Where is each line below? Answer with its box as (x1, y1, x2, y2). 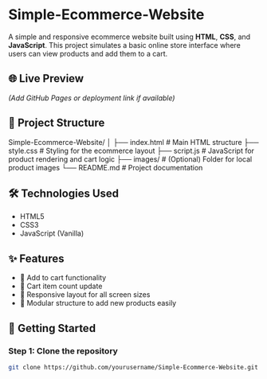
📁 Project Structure (8, 116, 105, 130)
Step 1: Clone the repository (8, 345, 118, 356)
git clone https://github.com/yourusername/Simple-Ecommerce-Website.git (8, 363, 259, 371)
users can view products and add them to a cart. (8, 49, 168, 58)
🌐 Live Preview (8, 72, 84, 85)
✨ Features (8, 252, 65, 265)
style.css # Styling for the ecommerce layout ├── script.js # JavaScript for (8, 146, 255, 155)
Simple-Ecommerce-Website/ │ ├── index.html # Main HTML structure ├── (8, 137, 259, 147)
